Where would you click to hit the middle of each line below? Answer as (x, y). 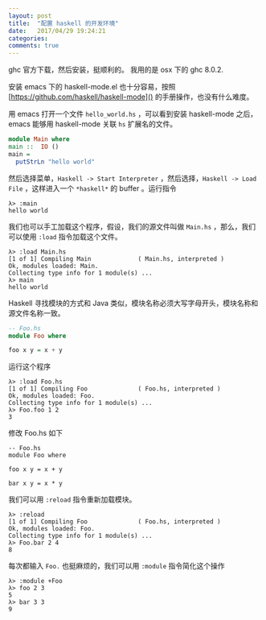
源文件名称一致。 (37, 313)
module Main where (39, 139)
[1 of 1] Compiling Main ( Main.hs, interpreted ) (117, 258)
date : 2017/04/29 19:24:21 (57, 31)
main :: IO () (34, 147)
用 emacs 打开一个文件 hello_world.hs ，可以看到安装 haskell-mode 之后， (133, 114)
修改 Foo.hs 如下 (36, 433)
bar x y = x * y (35, 484)
